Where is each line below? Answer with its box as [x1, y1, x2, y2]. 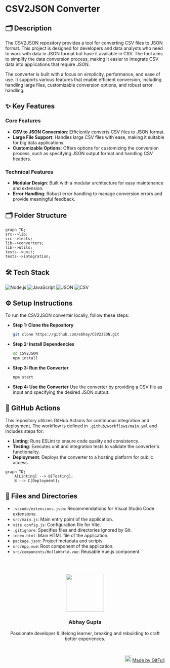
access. [12, 459, 29, 465]
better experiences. [64, 636, 106, 642]
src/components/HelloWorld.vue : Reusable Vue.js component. [12, 548, 141, 554]
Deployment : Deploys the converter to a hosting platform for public [12, 454, 153, 460]
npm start [12, 375, 34, 380]
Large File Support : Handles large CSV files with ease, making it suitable [12, 134, 164, 140]
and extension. [12, 185, 44, 191]
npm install [12, 356, 38, 361]
